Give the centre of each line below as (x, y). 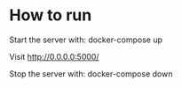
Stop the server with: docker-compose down (91, 73)
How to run (51, 15)
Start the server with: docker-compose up (86, 40)
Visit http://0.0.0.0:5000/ (54, 56)
